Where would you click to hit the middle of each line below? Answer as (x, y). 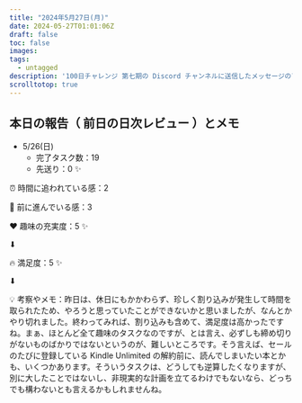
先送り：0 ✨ (58, 169)
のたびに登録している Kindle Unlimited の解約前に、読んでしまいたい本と (144, 355)
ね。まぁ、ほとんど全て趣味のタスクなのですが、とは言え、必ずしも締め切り (151, 333)
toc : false (30, 43)
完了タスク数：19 (67, 157)
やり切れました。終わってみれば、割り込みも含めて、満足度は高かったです (147, 322)
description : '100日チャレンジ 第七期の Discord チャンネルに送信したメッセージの (151, 76)
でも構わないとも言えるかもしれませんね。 (88, 390)
